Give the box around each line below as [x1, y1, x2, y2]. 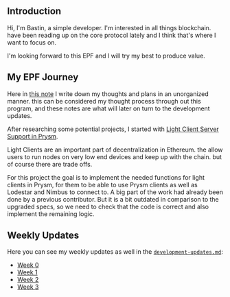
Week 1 [16, 268, 38, 276]
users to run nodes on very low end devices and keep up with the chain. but [7, 152, 222, 161]
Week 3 [16, 283, 39, 291]
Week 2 [16, 276, 39, 284]
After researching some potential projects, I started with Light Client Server [7, 125, 220, 133]
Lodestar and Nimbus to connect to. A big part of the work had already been [7, 188, 223, 196]
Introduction [7, 5, 62, 17]
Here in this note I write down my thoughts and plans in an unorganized [7, 89, 209, 98]
